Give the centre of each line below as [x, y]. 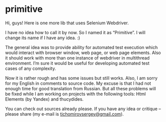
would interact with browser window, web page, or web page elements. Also [83, 53]
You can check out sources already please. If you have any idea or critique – [83, 109]
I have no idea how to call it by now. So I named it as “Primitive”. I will [75, 32]
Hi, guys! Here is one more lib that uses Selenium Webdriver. [67, 23]
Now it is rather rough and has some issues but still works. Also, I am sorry [81, 78]
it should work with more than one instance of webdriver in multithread [78, 58]
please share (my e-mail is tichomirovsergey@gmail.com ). [64, 114]
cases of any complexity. [30, 68]
